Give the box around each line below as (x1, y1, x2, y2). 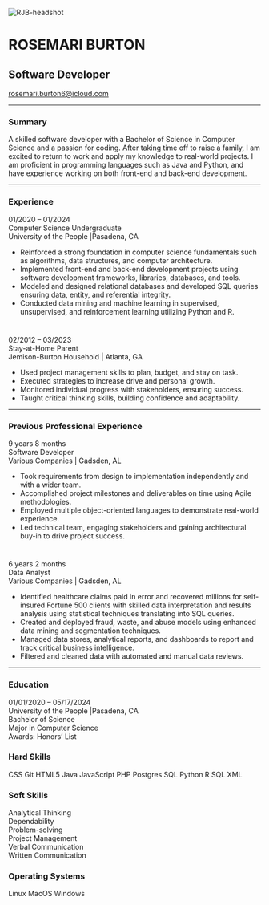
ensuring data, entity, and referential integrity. (19, 290, 171, 299)
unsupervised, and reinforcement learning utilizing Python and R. (19, 306, 235, 316)
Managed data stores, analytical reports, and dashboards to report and (19, 635, 254, 644)
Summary (8, 116, 48, 128)
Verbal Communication (8, 842, 84, 852)
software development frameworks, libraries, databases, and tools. (19, 273, 241, 282)
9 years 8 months (8, 439, 66, 448)
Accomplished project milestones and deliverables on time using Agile (19, 489, 252, 498)
